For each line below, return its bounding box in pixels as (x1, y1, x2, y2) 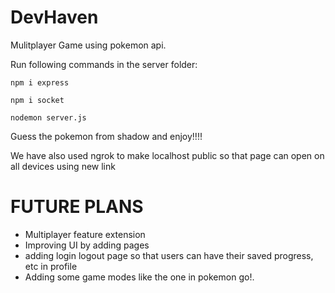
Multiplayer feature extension (24, 228, 146, 240)
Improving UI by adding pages (24, 239, 150, 251)
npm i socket (10, 95, 65, 105)
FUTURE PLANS (10, 196, 144, 218)
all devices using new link (10, 160, 116, 172)
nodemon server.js (10, 112, 87, 123)
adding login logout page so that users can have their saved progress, (24, 249, 314, 261)
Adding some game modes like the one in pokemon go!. (24, 271, 255, 283)
